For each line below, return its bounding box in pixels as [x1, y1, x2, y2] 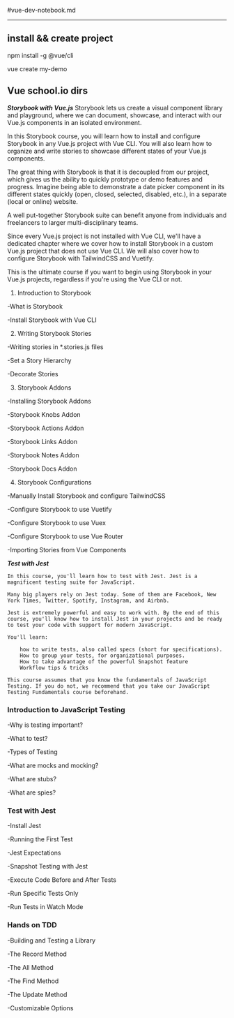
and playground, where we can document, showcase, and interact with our [7, 111, 222, 119]
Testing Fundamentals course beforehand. [7, 688, 130, 695]
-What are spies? [7, 788, 56, 797]
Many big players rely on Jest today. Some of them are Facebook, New [7, 591, 217, 598]
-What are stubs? [7, 774, 57, 783]
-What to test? [7, 734, 48, 742]
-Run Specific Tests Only [7, 890, 79, 898]
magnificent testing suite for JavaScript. [7, 579, 136, 586]
